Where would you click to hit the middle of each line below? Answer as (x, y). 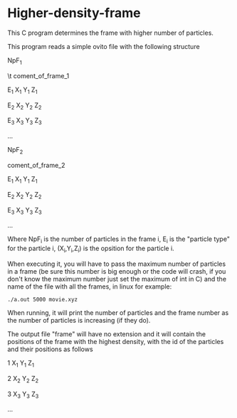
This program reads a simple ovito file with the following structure (104, 46)
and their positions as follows (51, 349)
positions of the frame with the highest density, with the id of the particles (116, 341)
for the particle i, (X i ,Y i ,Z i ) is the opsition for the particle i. (91, 249)
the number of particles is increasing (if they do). (79, 320)
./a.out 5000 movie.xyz (43, 299)
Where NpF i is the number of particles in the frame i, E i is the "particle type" (118, 240)
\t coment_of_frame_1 (38, 75)
